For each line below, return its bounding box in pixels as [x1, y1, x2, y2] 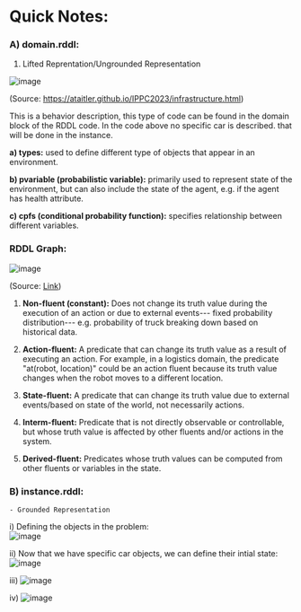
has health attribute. [9, 193, 84, 204]
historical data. [22, 326, 78, 337]
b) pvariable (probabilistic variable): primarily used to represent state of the [9, 174, 293, 185]
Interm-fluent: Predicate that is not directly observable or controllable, [22, 416, 285, 427]
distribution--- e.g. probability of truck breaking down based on [22, 317, 259, 328]
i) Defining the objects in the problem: [9, 521, 149, 532]
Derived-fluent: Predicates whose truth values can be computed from [22, 453, 283, 464]
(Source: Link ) [9, 280, 62, 291]
